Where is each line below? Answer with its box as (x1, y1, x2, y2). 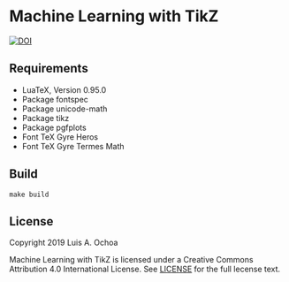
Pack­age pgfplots (21, 122, 87, 133)
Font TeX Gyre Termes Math (21, 141, 125, 151)
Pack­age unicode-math (21, 103, 108, 114)
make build (9, 190, 49, 199)
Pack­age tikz (21, 112, 70, 123)
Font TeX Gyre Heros (21, 131, 99, 142)
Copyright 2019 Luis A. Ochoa (9, 237, 118, 248)
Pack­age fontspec (21, 94, 88, 104)
